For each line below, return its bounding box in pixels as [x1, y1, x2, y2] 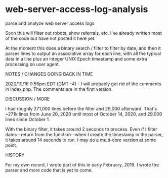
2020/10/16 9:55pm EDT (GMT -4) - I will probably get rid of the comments [5, 81, 161, 87]
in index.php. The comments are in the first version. [5, 86, 113, 92]
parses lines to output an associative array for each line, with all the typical [5, 50, 161, 56]
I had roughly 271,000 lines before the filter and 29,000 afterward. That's [5, 105, 157, 111]
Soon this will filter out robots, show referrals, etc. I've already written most [5, 30, 162, 36]
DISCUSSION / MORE [5, 96, 50, 102]
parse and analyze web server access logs [5, 20, 95, 26]
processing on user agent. [5, 61, 60, 67]
